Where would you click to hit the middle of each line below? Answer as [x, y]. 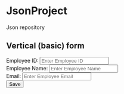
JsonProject [37, 11]
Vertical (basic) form [45, 46]
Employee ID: [22, 60]
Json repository [26, 27]
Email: [14, 76]
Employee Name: [27, 68]
